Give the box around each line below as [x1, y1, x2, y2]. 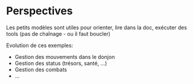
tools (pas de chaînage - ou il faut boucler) [6, 30, 111, 37]
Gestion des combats [14, 66, 67, 73]
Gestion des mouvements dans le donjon [14, 53, 115, 60]
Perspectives [6, 4, 73, 18]
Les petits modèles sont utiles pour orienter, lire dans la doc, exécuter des [6, 24, 187, 31]
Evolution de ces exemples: [6, 42, 73, 49]
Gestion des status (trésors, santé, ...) [14, 60, 107, 67]
